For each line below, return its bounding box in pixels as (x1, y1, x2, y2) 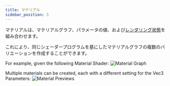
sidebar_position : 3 (5, 12, 49, 17)
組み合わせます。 (5, 33, 41, 39)
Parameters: (5, 75, 31, 81)
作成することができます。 (36, 50, 90, 56)
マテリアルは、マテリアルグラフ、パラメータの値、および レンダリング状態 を (5, 26, 165, 33)
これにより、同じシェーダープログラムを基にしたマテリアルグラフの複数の (5, 44, 161, 50)
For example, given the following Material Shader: (5, 60, 109, 66)
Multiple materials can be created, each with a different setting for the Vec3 (5, 70, 164, 76)
